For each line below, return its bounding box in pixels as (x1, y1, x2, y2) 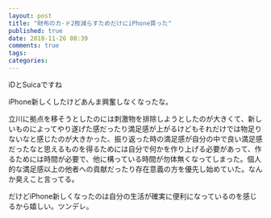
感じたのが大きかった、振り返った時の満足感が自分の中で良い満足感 (35, 134, 263, 143)
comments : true (8, 42, 60, 50)
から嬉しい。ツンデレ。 (15, 201, 94, 211)
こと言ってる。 (29, 174, 79, 183)
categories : (8, 57, 48, 65)
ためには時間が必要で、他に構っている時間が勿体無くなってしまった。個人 (15, 154, 262, 163)
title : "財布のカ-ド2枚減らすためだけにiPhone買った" (8, 19, 172, 27)
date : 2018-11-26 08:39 (8, 34, 89, 43)
